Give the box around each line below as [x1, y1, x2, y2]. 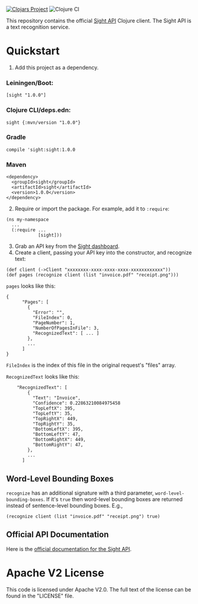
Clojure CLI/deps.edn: [6, 106, 71, 114]
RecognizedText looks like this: [6, 373, 80, 380]
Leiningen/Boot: [6, 78, 54, 87]
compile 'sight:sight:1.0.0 [6, 146, 76, 153]
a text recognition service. [6, 24, 70, 30]
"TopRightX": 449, [32, 416, 78, 422]
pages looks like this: [6, 282, 56, 290]
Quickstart [6, 45, 60, 58]
